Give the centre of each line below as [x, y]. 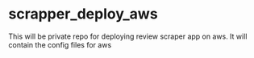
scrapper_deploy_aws [83, 14]
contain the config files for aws [60, 44]
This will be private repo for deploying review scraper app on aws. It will [128, 36]
